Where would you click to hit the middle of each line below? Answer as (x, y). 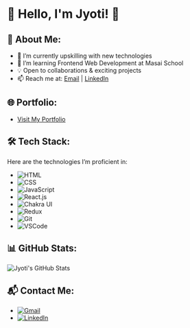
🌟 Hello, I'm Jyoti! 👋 (63, 14)
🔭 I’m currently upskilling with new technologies (84, 56)
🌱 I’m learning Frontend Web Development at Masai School (100, 63)
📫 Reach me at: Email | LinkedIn (63, 79)
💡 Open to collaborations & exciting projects (79, 70)
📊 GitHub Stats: (42, 249)
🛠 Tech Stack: (39, 142)
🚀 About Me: (34, 39)
